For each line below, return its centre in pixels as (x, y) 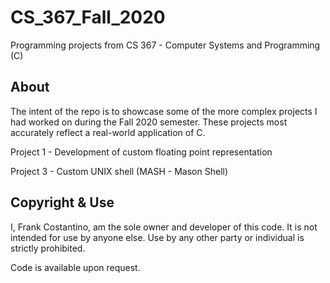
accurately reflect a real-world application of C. (108, 132)
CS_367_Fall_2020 (88, 17)
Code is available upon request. (75, 267)
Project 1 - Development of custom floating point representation (141, 152)
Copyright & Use (62, 202)
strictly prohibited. (48, 248)
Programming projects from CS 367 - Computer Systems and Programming (165, 45)
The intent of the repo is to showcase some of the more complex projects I (164, 111)
